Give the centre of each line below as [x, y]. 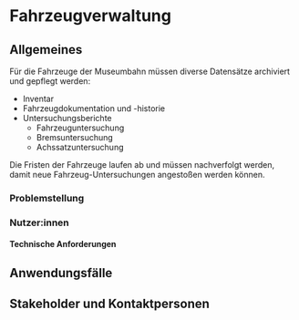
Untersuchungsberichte [67, 118]
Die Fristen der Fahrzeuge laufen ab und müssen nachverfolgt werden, [142, 165]
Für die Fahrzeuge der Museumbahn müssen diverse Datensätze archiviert [149, 71]
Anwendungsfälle [61, 273]
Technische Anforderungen [63, 244]
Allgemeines [46, 50]
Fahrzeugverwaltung [90, 16]
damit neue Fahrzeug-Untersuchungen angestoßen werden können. [137, 175]
